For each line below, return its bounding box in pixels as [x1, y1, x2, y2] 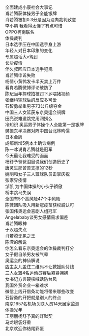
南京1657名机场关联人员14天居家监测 [5, 301, 80, 306]
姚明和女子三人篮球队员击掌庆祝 [5, 171, 70, 177]
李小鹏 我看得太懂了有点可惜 [5, 23, 62, 29]
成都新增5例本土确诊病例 [5, 140, 56, 146]
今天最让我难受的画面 [5, 153, 48, 158]
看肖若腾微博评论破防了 [5, 84, 53, 90]
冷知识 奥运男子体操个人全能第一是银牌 [5, 122, 84, 127]
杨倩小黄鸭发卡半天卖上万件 [5, 79, 61, 84]
